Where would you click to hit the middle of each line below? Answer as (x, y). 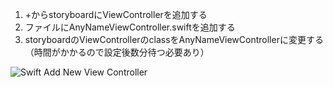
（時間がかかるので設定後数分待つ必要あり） (117, 52)
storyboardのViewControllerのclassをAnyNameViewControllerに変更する (174, 39)
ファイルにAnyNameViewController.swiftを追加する (130, 27)
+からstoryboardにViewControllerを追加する (116, 14)
